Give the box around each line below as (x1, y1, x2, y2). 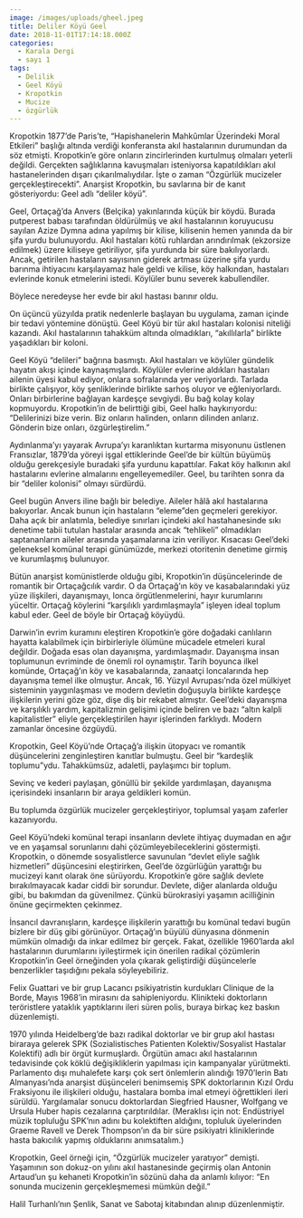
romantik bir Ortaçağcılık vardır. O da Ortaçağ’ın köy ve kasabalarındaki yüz (9, 580, 291, 591)
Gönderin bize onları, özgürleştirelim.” (9, 422, 150, 433)
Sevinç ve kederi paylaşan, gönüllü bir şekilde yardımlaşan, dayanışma (9, 778, 272, 789)
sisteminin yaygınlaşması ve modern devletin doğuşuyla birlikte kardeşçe (9, 685, 281, 695)
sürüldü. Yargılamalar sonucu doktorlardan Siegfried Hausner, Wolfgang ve (9, 1097, 289, 1108)
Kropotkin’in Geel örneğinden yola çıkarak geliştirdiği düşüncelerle (9, 955, 257, 966)
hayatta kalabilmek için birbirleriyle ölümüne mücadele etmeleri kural (9, 637, 266, 647)
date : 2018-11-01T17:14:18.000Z (9, 30, 131, 39)
